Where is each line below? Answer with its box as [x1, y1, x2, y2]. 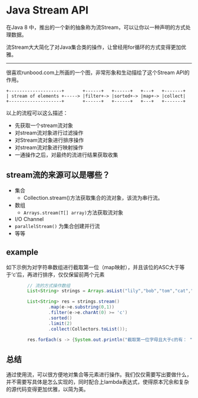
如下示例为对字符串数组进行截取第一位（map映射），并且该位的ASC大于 [6, 263, 180, 270]
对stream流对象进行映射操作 [14, 143, 84, 150]
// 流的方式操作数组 [27, 283, 71, 289]
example [6, 248, 39, 257]
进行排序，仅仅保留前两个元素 [32, 271, 105, 278]
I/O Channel [14, 215, 44, 222]
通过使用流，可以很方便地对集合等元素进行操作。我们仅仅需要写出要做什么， [6, 371, 192, 378]
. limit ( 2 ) [48, 320, 72, 326]
